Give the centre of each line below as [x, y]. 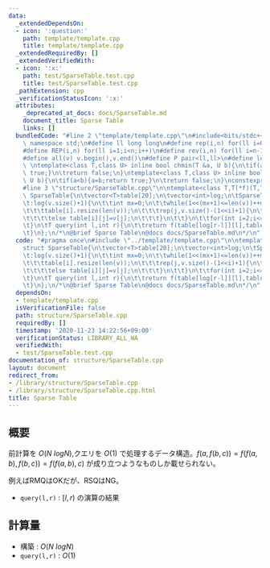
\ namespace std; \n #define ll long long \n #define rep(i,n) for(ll [136, 143]
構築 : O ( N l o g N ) [47, 546]
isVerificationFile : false [61, 308]
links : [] [39, 128]
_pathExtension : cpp [50, 91]
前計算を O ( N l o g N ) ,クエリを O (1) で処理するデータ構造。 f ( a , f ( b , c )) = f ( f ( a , [133, 454]
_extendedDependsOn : [50, 23]
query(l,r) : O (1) [48, 555]
